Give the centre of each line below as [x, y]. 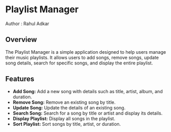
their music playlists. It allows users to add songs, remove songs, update [82, 57]
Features [20, 79]
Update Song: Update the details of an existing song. [69, 107]
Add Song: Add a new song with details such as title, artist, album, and [88, 91]
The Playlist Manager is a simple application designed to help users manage [86, 52]
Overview [21, 40]
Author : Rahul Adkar [27, 24]
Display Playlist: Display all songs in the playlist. [64, 118]
